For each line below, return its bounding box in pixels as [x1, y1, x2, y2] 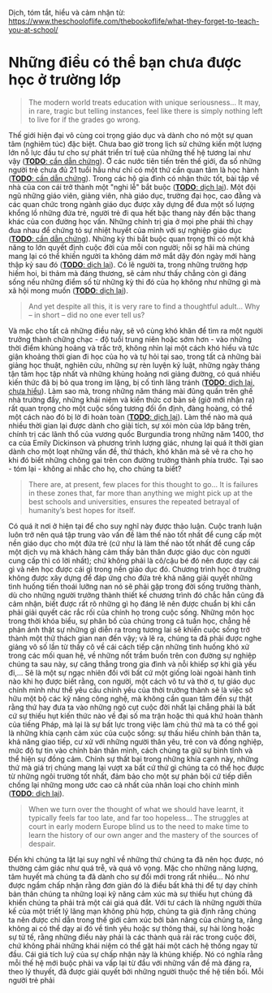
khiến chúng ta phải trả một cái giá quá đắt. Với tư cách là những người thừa [8, 897, 262, 907]
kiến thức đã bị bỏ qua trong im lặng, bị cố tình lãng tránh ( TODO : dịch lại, [8, 378, 255, 387]
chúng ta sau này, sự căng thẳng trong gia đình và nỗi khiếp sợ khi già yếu [8, 658, 257, 669]
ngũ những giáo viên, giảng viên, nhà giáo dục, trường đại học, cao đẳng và [8, 191, 261, 201]
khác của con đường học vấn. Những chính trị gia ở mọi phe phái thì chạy [8, 216, 253, 227]
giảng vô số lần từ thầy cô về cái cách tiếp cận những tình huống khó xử [8, 641, 250, 651]
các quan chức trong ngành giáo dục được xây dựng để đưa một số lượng [8, 199, 255, 209]
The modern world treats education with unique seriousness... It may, [28, 97, 261, 107]
